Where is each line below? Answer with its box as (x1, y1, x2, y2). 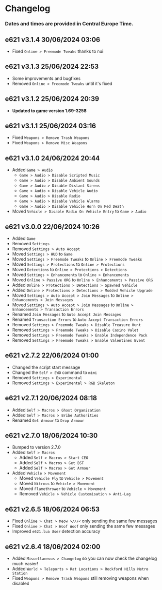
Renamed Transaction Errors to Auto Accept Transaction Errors (12, 316, 143, 322)
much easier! (12, 561, 38, 567)
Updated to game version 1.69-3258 (12, 108, 87, 114)
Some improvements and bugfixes (12, 75, 81, 81)
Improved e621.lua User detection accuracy (12, 529, 100, 534)
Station (12, 571, 28, 576)
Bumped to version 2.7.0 (12, 444, 61, 450)
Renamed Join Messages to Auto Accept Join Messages (12, 311, 121, 317)
